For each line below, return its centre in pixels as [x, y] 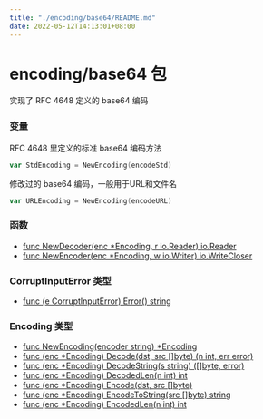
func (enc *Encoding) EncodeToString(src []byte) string [127, 395]
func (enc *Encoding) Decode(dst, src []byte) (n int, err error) [138, 356]
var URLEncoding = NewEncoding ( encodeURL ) [91, 200]
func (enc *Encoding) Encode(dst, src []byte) [107, 385]
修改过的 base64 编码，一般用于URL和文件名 [93, 183]
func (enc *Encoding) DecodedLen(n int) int [105, 375]
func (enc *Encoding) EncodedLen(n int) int [105, 404]
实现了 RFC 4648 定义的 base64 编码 [79, 101]
